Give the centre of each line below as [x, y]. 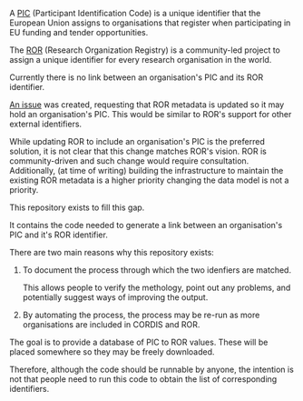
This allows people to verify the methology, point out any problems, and [156, 287]
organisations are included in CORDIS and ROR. [111, 325]
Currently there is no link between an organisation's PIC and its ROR [137, 77]
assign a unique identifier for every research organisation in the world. [141, 60]
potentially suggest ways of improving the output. [115, 297]
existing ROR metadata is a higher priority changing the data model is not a [149, 180]
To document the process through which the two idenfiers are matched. [157, 270]
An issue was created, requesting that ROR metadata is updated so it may [147, 105]
